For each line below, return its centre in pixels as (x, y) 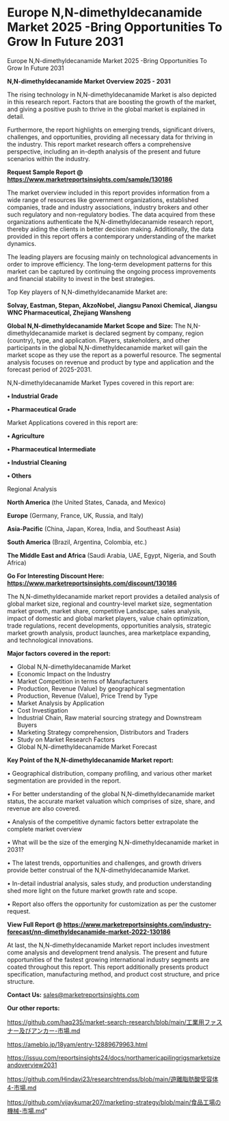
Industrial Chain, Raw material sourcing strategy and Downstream (109, 717)
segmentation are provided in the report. (64, 780)
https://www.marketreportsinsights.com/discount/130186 (92, 583)
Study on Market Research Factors (66, 739)
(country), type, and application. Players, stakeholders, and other (98, 340)
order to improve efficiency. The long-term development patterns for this (109, 264)
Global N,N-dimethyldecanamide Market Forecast (87, 747)
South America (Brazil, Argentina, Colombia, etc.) (77, 542)
